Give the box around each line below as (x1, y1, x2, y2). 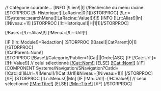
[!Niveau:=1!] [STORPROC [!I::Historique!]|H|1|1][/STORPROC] (5, 20, 129, 26)
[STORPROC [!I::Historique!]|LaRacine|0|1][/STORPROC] (5, 10, 119, 16)
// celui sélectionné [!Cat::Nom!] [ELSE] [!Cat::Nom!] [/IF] (30, 60, 145, 66)
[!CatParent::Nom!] (5, 49, 43, 55)
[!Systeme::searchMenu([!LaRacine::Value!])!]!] (5, 15, 100, 21)
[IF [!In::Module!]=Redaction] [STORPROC (5, 39, 90, 45)
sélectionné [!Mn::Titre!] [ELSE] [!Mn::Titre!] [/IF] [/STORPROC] (5, 81, 132, 87)
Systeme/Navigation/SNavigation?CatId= (36, 65, 119, 71)
